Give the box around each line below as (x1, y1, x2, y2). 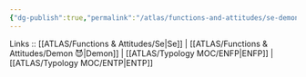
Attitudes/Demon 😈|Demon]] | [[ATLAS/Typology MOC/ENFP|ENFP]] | (9, 47, 274, 59)
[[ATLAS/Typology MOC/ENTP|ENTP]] (9, 57, 153, 68)
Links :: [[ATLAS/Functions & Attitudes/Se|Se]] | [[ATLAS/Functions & (9, 38, 269, 49)
